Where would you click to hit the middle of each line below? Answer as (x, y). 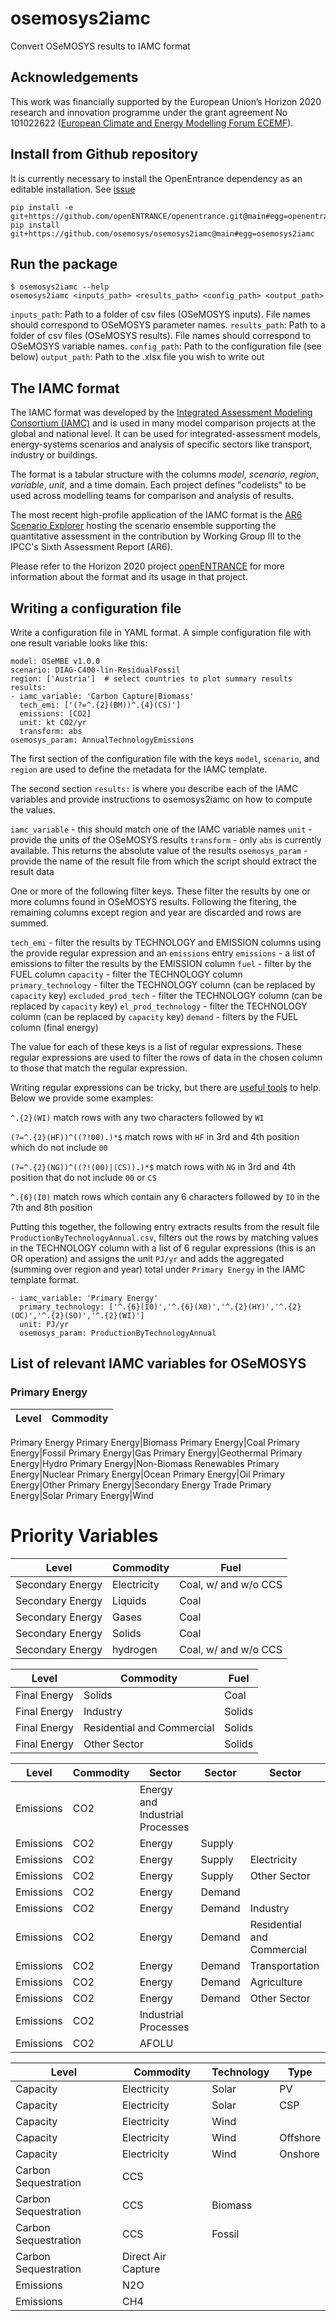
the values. (33, 810)
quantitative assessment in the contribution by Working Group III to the (156, 536)
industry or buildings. (54, 455)
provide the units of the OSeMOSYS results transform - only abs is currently (166, 840)
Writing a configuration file (96, 608)
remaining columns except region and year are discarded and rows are (156, 912)
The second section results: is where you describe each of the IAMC (154, 788)
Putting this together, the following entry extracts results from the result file (165, 1226)
